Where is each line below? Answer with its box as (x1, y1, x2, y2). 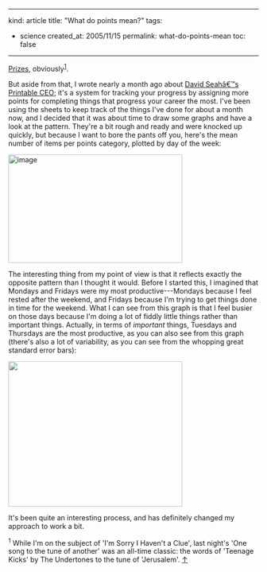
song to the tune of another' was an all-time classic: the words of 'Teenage (8, 547, 254, 556)
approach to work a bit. (8, 521, 85, 531)
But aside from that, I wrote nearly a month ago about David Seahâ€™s (8, 79, 239, 88)
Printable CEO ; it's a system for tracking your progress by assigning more (8, 88, 249, 97)
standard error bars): (8, 345, 77, 355)
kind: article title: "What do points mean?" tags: (8, 16, 163, 25)
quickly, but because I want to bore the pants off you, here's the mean (8, 130, 238, 139)
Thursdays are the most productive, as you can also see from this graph (8, 328, 244, 338)
